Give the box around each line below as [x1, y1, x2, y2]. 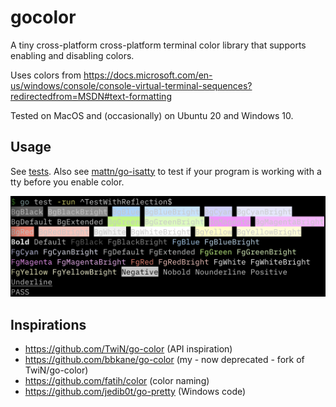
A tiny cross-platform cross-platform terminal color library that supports [10, 39, 307, 51]
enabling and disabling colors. [10, 49, 135, 61]
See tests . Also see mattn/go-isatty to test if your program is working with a [10, 165, 322, 177]
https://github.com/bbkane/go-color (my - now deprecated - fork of [24, 354, 305, 365]
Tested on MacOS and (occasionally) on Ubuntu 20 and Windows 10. [10, 109, 294, 121]
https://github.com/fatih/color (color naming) [24, 375, 210, 386]
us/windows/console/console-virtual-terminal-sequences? [10, 79, 253, 91]
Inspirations [10, 316, 87, 333]
